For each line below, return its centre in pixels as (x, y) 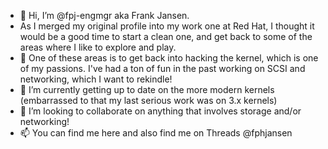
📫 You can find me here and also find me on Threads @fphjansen (156, 133)
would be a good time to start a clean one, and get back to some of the (166, 36)
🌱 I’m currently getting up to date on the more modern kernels (147, 89)
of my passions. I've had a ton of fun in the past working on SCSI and (162, 68)
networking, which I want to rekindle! (96, 79)
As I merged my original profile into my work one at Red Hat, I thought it (167, 26)
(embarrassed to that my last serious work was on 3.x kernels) (148, 100)
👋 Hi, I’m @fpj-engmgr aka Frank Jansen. (104, 15)
